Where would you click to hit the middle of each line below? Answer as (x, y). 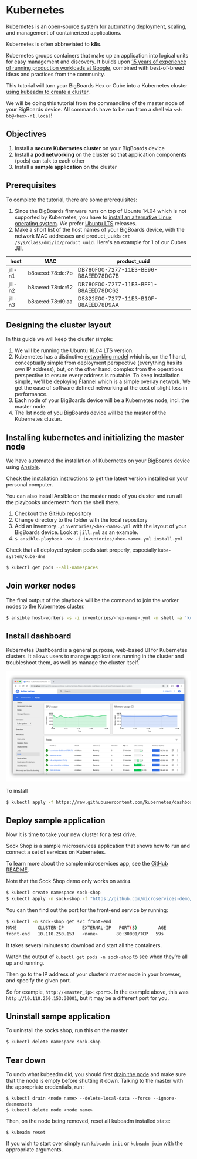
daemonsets (19, 1104)
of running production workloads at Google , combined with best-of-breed (95, 67)
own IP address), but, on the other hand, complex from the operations (99, 369)
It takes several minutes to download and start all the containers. (84, 945)
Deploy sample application (56, 820)
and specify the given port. (39, 980)
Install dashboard (39, 636)
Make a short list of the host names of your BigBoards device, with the (99, 229)
